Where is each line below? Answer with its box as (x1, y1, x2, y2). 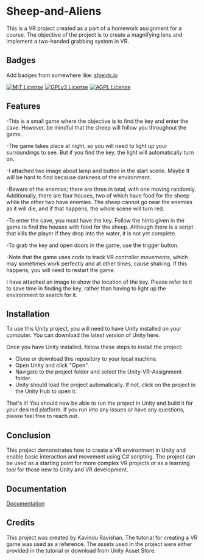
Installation (6, 309, 50, 319)
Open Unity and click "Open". (15, 362, 90, 369)
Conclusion (6, 430, 51, 441)
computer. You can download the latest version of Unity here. (6, 331, 160, 339)
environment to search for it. (6, 291, 78, 298)
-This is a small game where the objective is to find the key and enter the (6, 117, 189, 125)
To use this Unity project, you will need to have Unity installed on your (6, 325, 181, 333)
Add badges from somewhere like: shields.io (6, 72, 118, 79)
